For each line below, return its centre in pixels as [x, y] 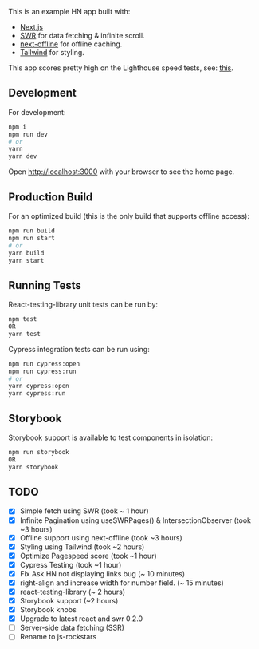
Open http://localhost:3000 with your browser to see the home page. [122, 172]
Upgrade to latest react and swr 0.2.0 [81, 619]
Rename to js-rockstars [58, 637]
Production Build [51, 197]
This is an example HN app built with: [69, 12]
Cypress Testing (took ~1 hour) [71, 564]
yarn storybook [33, 467]
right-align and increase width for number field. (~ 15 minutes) [122, 583]
